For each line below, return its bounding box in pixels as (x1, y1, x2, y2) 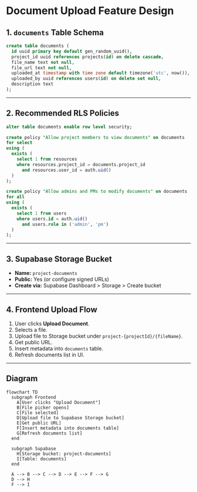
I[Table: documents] (16, 456, 67, 462)
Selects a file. (14, 326, 48, 333)
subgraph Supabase (11, 446, 57, 452)
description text (11, 81, 54, 87)
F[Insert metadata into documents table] (16, 425, 119, 431)
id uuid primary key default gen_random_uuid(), (11, 48, 133, 54)
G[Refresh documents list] (16, 430, 83, 436)
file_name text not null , (11, 59, 75, 65)
